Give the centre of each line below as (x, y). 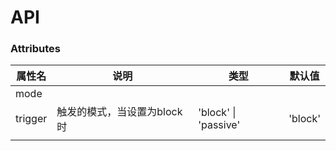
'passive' (219, 125)
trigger (31, 119)
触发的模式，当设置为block (119, 112)
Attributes (35, 49)
